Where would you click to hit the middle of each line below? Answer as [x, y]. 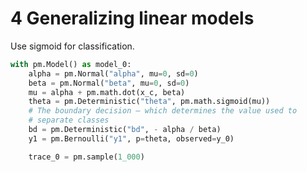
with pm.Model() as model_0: [71, 64]
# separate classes [69, 120]
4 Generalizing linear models [132, 18]
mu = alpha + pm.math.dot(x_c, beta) [107, 92]
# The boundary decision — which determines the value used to [163, 111]
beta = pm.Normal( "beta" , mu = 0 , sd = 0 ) [109, 83]
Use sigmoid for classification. [72, 46]
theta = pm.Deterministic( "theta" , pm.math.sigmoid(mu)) [149, 102]
